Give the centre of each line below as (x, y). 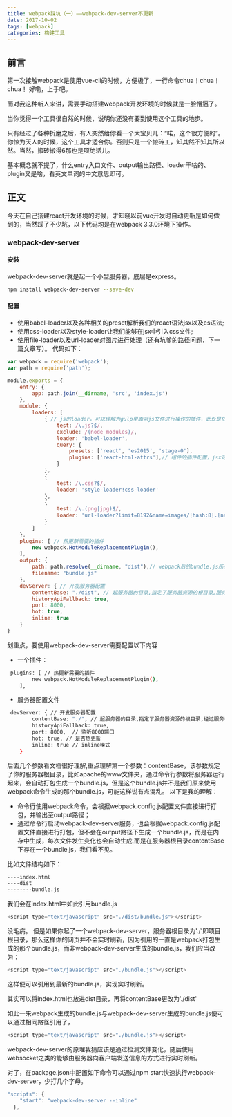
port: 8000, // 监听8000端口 (74, 732)
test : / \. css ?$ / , (81, 483)
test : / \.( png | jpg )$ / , (89, 509)
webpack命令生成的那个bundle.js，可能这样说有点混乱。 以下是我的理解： (113, 791)
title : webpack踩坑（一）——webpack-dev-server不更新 (80, 13)
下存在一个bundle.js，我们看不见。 (66, 849)
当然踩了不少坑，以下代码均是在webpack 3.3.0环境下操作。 (110, 224)
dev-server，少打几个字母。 (47, 1081)
